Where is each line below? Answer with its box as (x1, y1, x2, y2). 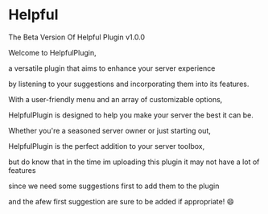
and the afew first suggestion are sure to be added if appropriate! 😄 (8, 196, 235, 206)
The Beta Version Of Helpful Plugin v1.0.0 (8, 32, 146, 42)
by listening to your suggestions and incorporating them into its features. (8, 79, 249, 88)
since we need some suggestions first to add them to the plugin (8, 181, 220, 191)
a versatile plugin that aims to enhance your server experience (8, 63, 216, 73)
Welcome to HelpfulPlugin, (8, 47, 97, 57)
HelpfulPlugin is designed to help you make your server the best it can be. (8, 110, 254, 120)
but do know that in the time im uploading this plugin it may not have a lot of (8, 157, 260, 167)
